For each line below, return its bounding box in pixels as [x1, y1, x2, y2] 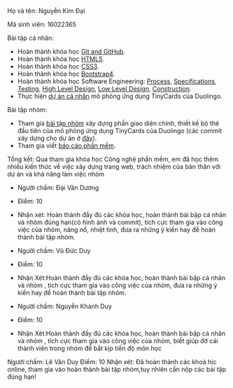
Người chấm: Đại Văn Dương [17, 183, 99, 192]
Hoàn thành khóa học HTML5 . [17, 55, 104, 63]
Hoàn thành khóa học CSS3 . [17, 62, 99, 70]
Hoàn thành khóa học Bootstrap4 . [17, 70, 115, 78]
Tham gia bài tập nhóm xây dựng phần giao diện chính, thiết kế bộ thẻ [17, 119, 220, 127]
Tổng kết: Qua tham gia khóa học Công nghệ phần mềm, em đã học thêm [7, 155, 219, 163]
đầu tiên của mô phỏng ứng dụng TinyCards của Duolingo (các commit [17, 127, 223, 134]
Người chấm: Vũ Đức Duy [17, 247, 91, 255]
